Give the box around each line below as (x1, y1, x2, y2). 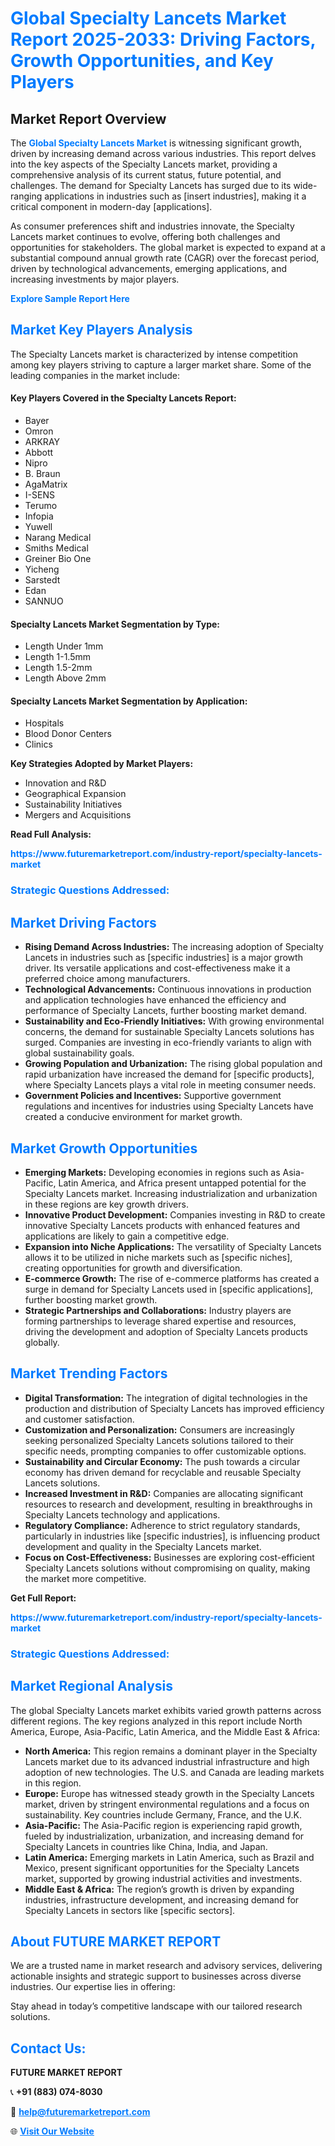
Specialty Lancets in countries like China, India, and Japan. (24, 1840, 268, 1852)
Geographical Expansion (24, 788, 127, 800)
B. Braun (24, 468, 61, 480)
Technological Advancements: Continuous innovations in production (24, 983, 312, 996)
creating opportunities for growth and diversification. (24, 1262, 243, 1274)
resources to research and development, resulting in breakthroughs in (24, 1498, 313, 1510)
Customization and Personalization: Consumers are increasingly (24, 1423, 295, 1436)
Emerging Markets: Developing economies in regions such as (24, 1166, 281, 1178)
